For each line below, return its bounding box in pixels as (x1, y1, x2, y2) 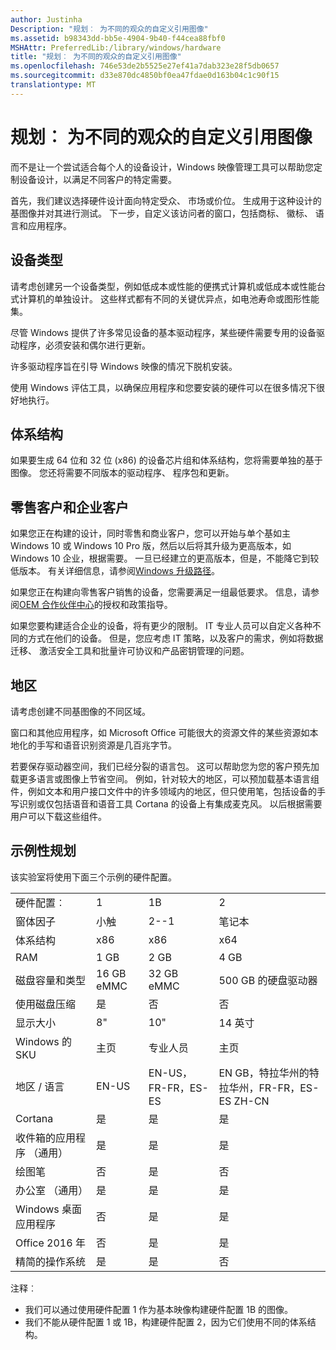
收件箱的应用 (15, 1131, 77, 1145)
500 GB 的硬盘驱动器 (218, 973, 318, 987)
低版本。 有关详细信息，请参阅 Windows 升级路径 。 (10, 565, 220, 577)
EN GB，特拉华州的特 (218, 1066, 320, 1080)
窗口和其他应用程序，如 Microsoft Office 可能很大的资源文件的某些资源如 (10, 726, 310, 738)
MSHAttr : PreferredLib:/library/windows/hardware (10, 42, 222, 53)
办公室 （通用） (15, 1183, 89, 1197)
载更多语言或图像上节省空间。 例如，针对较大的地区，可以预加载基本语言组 (10, 772, 320, 785)
